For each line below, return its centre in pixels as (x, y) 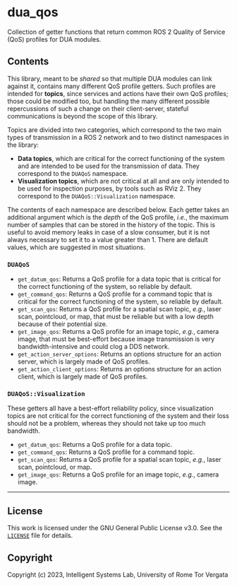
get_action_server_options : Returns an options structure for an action (120, 354)
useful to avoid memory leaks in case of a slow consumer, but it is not (109, 232)
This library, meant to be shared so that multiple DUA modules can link (110, 78)
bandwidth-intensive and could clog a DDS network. (93, 347)
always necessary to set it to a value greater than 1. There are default (108, 239)
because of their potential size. (62, 324)
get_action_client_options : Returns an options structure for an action (120, 369)
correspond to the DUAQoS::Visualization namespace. (96, 196)
